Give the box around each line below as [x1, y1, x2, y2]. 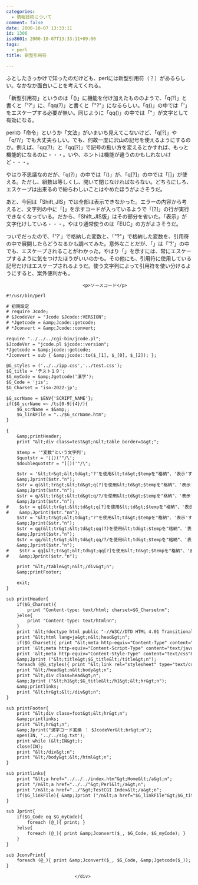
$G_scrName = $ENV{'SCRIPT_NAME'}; [6, 395, 94, 401]
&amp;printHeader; [16, 433, 62, 439]
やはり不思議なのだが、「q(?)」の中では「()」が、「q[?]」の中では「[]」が [6, 171, 183, 178]
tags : [6, 42, 19, 48]
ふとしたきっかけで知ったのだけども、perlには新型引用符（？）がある [6, 74, 176, 81]
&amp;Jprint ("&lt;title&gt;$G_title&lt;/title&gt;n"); [16, 656, 157, 662]
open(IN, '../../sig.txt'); [16, 732, 85, 738]
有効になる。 [6, 116, 37, 124]
